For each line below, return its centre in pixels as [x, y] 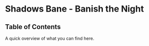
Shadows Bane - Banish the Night [74, 9]
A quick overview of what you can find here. [50, 38]
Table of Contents [33, 27]
